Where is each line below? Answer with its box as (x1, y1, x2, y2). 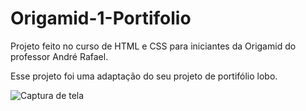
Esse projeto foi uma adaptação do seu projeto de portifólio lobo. (10, 70, 278, 82)
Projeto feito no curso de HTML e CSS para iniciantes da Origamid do (10, 40, 297, 52)
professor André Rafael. (10, 50, 109, 62)
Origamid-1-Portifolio (10, 7, 192, 30)
